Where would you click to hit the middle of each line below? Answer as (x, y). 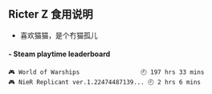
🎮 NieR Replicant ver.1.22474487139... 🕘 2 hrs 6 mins (104, 83)
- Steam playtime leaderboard (59, 54)
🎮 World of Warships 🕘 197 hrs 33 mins (106, 72)
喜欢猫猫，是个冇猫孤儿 (59, 35)
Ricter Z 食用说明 (51, 14)
